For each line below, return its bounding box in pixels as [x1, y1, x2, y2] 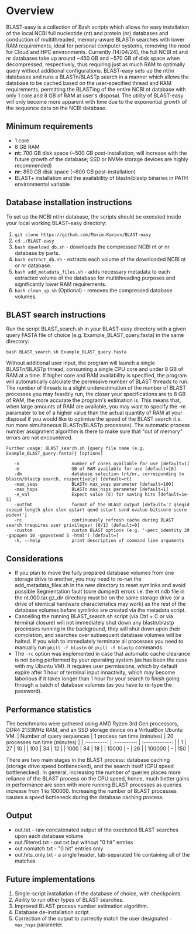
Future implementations [6, 874, 95, 884]
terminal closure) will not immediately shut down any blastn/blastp [14, 619, 174, 626]
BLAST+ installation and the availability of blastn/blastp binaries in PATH [14, 174, 188, 181]
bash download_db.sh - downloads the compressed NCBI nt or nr [14, 243, 170, 250]
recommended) [14, 162, 52, 169]
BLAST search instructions [6, 309, 106, 320]
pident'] [6, 512, 27, 518]
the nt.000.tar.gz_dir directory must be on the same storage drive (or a [14, 594, 185, 601]
